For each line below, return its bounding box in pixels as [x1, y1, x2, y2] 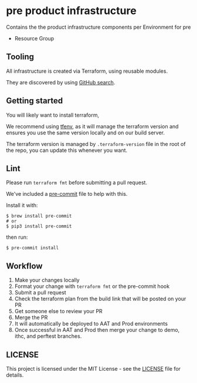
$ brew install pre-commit [6, 213, 72, 219]
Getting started [6, 96, 63, 106]
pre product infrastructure [6, 4, 137, 18]
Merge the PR [14, 314, 48, 321]
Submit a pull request [14, 289, 66, 296]
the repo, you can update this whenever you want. [6, 147, 128, 154]
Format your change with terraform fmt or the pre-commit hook [14, 283, 170, 290]
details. [6, 371, 24, 378]
